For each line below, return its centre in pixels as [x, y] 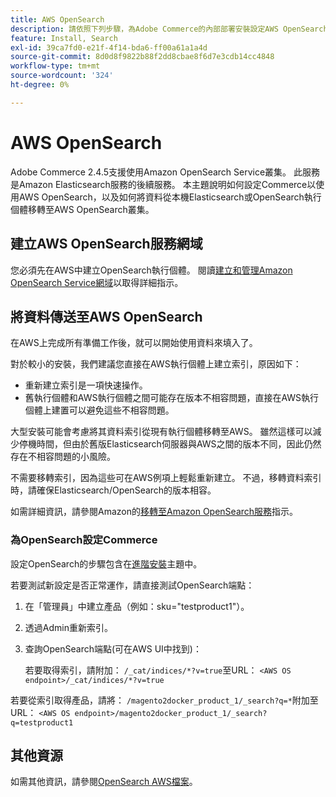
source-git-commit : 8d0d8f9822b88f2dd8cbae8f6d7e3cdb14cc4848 [142, 57]
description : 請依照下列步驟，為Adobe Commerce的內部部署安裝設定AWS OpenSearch [169, 29]
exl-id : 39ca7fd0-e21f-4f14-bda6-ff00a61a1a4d [109, 47]
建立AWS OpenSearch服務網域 [106, 244]
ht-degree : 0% [40, 85]
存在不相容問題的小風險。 [63, 457]
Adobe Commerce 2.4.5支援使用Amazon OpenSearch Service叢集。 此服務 [165, 172]
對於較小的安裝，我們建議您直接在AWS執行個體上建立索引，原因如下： [156, 364]
